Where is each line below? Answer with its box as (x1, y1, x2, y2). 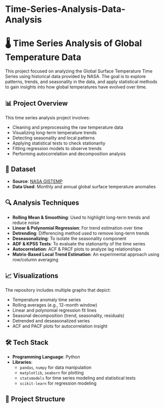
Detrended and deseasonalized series (12, 318, 90, 324)
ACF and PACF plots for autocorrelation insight (12, 323, 108, 329)
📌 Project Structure (5, 395, 65, 403)
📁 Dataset (5, 165, 36, 173)
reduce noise (12, 220, 40, 226)
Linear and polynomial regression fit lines (12, 307, 97, 314)
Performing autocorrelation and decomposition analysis (12, 151, 126, 157)
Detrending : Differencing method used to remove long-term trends (12, 230, 150, 236)
